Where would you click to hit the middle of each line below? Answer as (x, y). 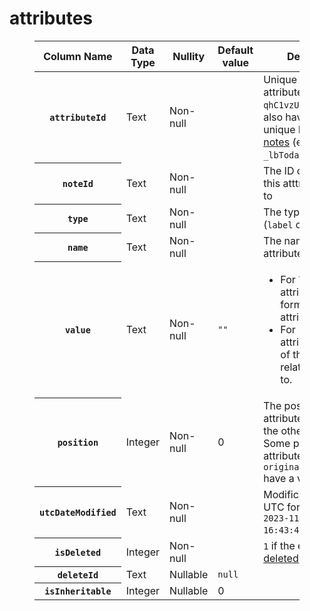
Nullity (189, 56)
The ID (279, 170)
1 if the (279, 545)
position (78, 442)
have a (279, 478)
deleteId (78, 575)
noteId (78, 183)
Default (235, 50)
